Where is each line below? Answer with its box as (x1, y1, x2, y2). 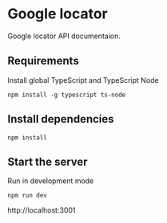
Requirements (7, 54, 79, 68)
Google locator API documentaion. (7, 31, 121, 41)
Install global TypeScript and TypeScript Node (7, 75, 159, 84)
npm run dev (7, 192, 47, 200)
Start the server (7, 155, 89, 168)
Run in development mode (7, 176, 94, 186)
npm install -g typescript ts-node (7, 91, 126, 99)
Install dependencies (7, 112, 114, 126)
